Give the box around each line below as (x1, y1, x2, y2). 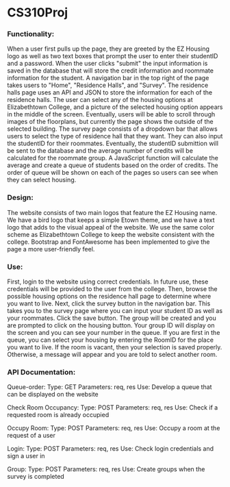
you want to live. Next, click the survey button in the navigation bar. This (7, 299, 211, 308)
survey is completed (7, 473, 65, 481)
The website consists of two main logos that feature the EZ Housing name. (7, 208, 218, 216)
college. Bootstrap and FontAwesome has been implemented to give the (7, 238, 210, 246)
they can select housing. (7, 176, 77, 184)
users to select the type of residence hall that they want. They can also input (7, 132, 223, 140)
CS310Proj (7, 5, 68, 21)
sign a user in (7, 452, 46, 460)
